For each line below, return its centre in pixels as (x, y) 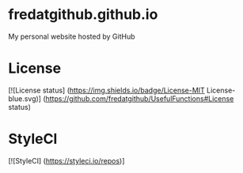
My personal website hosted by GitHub (72, 36)
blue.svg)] (25, 98)
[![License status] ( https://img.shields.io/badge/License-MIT (107, 90)
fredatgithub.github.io (83, 15)
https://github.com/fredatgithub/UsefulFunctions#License (140, 98)
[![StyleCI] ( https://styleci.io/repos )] (66, 160)
